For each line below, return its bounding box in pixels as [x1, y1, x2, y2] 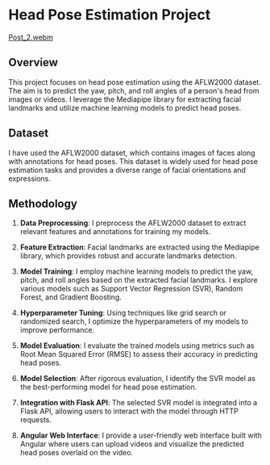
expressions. [8, 174, 51, 183]
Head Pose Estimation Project [8, 6, 211, 24]
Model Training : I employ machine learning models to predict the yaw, [19, 266, 254, 276]
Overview [8, 56, 59, 69]
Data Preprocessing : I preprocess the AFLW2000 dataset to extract [19, 218, 247, 228]
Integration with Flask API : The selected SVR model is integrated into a [19, 398, 258, 408]
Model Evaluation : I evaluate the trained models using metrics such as [19, 341, 255, 350]
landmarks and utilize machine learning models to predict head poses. [8, 103, 242, 112]
